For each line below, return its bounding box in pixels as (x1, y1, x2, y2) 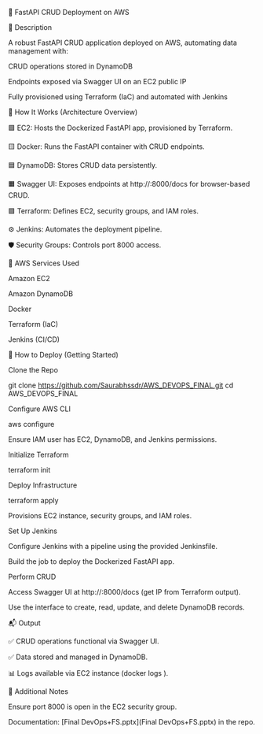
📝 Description (8, 23, 53, 32)
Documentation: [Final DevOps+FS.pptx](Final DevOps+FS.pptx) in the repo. (8, 717, 255, 726)
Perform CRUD (8, 572, 57, 581)
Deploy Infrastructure (8, 480, 78, 490)
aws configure (8, 420, 55, 428)
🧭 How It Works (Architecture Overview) (8, 107, 138, 117)
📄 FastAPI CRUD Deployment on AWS (8, 8, 130, 17)
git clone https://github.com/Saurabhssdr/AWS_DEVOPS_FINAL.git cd (8, 380, 234, 390)
